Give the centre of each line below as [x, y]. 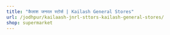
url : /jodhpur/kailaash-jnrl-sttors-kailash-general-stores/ [85, 17]
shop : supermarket [29, 23]
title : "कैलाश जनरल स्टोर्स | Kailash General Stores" [70, 12]
